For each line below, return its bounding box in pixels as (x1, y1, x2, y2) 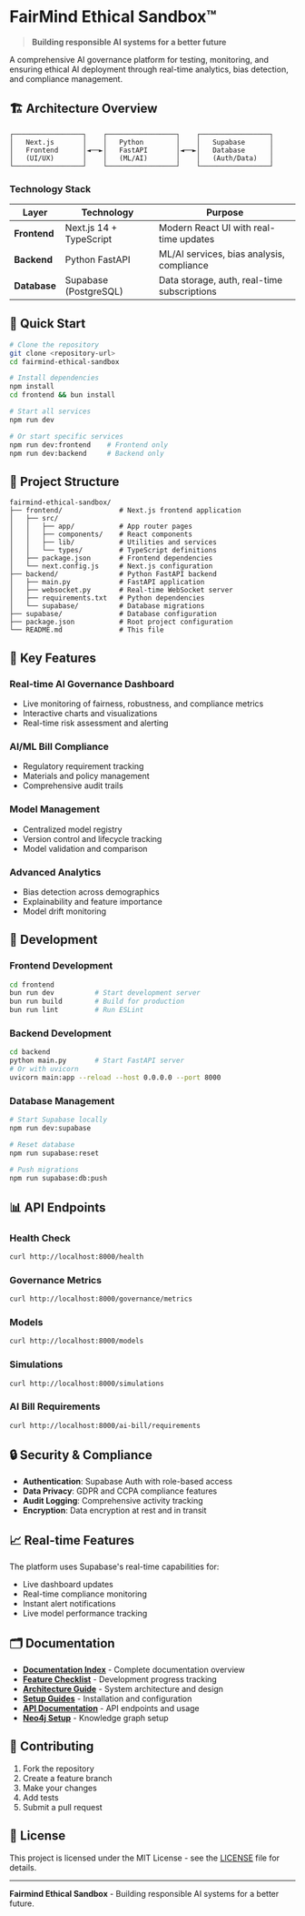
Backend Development (9, 1027, 112, 1039)
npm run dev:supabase (9, 1124, 92, 1133)
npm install (9, 382, 54, 391)
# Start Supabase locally (9, 1115, 107, 1125)
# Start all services (9, 407, 92, 416)
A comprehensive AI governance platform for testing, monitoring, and (9, 54, 270, 65)
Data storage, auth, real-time (158, 274, 283, 287)
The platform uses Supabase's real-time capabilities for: (9, 1561, 220, 1572)
